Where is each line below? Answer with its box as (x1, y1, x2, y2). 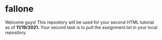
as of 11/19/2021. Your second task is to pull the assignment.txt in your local (5, 24, 158, 30)
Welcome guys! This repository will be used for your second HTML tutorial (5, 19, 154, 25)
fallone (5, 3, 34, 14)
